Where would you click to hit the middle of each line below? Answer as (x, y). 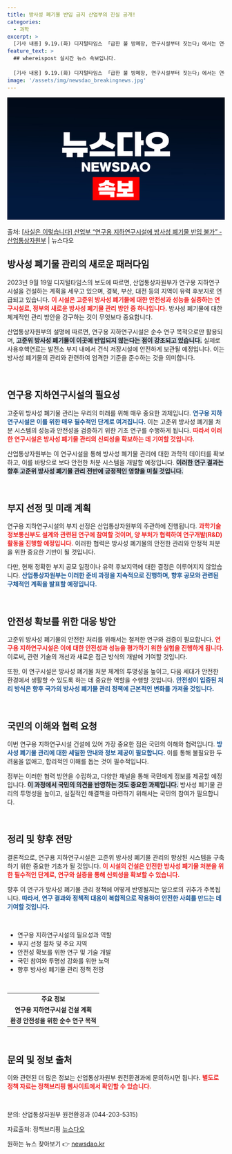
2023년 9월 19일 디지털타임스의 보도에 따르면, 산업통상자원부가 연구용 (101, 282)
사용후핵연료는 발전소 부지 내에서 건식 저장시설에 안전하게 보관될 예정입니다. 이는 (116, 349)
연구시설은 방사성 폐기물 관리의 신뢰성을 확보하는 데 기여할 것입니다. (104, 439)
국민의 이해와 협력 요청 (52, 726)
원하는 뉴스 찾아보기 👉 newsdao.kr (56, 1144)
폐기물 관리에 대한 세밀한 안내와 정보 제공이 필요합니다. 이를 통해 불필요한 (117, 753)
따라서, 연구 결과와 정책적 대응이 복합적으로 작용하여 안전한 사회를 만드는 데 (122, 898)
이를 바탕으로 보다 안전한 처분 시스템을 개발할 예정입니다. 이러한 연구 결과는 (123, 462)
